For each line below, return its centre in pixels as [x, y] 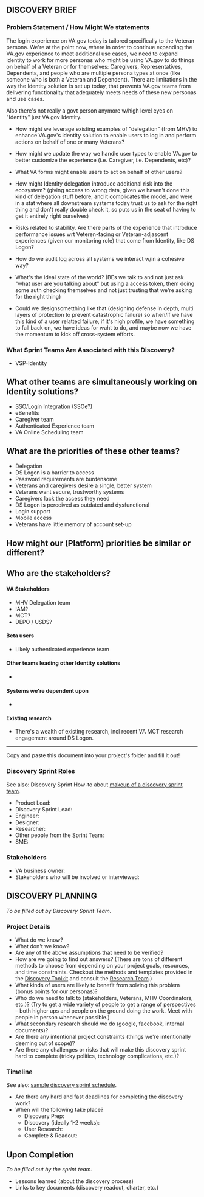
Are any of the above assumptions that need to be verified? [89, 953]
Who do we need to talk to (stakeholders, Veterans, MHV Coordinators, [104, 998]
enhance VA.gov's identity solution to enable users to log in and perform [106, 135]
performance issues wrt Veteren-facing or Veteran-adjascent [92, 234]
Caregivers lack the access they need [62, 498]
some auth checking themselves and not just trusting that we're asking [104, 290]
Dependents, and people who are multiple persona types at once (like [93, 73]
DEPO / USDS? [34, 622]
